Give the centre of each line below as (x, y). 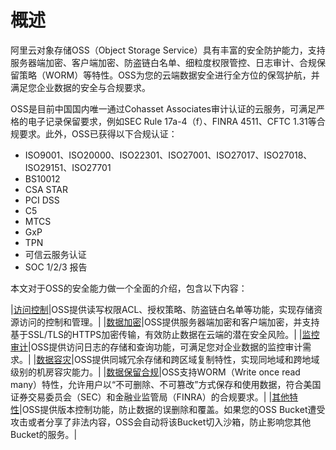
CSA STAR (46, 189)
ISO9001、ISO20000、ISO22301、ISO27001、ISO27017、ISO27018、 (168, 155)
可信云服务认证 (55, 254)
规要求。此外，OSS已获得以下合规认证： (94, 133)
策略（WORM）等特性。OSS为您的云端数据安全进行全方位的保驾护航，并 (169, 75)
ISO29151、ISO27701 (68, 167)
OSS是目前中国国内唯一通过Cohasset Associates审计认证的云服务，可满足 (163, 108)
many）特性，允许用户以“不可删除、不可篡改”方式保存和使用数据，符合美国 (166, 384)
